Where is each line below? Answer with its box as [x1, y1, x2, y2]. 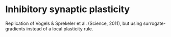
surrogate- [143, 20, 166, 26]
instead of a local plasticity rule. [26, 25, 93, 31]
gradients [5, 25, 26, 31]
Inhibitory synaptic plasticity [5, 4, 130, 15]
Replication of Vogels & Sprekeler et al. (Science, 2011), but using [5, 20, 142, 26]
